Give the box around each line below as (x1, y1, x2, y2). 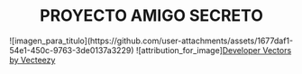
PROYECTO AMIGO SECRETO (40, 5, 263, 26)
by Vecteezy (9, 54, 56, 65)
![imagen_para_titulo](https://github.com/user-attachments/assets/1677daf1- (9, 35, 294, 46)
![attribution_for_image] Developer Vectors (135, 44, 292, 55)
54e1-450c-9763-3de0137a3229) (9, 44, 134, 55)
